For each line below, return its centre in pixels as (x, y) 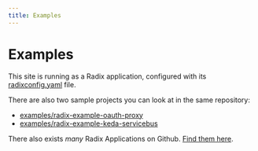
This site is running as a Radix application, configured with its (107, 76)
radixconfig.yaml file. (42, 84)
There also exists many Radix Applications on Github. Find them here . (121, 138)
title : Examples (35, 15)
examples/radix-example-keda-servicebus (89, 123)
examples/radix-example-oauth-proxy (81, 115)
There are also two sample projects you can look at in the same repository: (129, 100)
